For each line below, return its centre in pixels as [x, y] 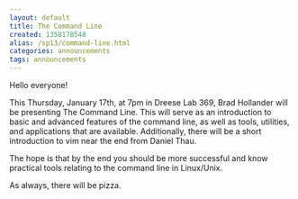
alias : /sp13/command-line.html [70, 43]
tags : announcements [48, 59]
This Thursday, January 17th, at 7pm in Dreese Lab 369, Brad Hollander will [149, 103]
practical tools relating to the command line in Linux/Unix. [116, 168]
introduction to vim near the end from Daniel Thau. [103, 141]
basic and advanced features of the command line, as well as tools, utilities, [149, 122]
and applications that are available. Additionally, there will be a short [135, 131]
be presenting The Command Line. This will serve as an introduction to [140, 112]
